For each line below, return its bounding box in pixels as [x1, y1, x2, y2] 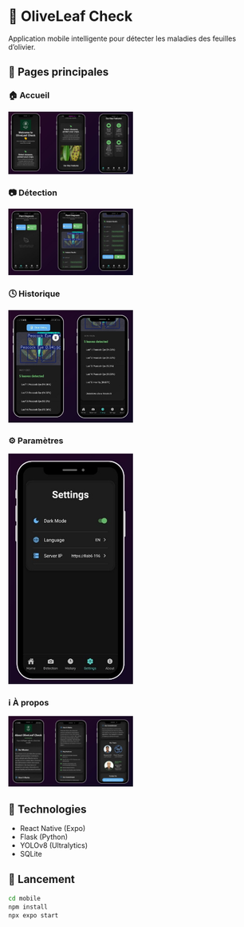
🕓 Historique [8, 288, 61, 299]
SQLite [19, 849, 42, 859]
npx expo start [8, 911, 59, 919]
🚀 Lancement [8, 872, 76, 886]
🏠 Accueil [8, 90, 50, 101]
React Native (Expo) [19, 824, 86, 833]
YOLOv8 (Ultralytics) [19, 841, 89, 850]
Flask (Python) [19, 832, 69, 842]
